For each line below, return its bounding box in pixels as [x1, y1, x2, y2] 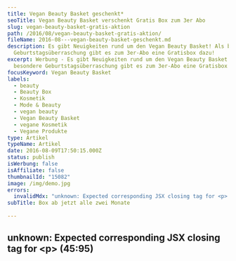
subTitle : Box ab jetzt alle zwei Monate [7, 199, 131, 207]
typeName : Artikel [7, 141, 61, 148]
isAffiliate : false [7, 166, 65, 174]
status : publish [7, 154, 55, 161]
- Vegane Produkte [13, 128, 68, 135]
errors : [7, 187, 30, 194]
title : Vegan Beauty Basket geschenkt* [7, 10, 124, 18]
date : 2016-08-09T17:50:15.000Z [7, 147, 102, 154]
